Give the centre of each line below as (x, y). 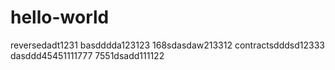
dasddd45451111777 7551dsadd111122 (87, 55)
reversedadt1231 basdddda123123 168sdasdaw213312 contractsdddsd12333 (167, 45)
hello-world (60, 17)
